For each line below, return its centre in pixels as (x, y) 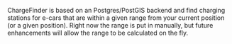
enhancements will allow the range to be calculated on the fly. (98, 33)
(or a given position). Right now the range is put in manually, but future (110, 25)
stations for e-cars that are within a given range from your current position (116, 18)
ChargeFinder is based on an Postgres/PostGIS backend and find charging (116, 10)
